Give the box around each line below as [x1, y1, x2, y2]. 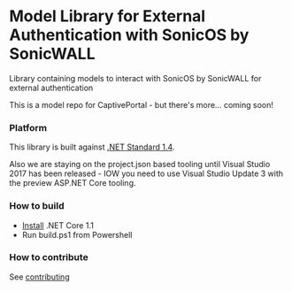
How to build [9, 200, 65, 212]
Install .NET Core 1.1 [21, 219, 95, 231]
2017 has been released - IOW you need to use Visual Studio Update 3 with [9, 168, 284, 179]
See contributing [9, 272, 70, 282]
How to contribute [9, 251, 88, 264]
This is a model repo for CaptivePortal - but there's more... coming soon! [9, 99, 274, 110]
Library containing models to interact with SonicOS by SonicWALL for [9, 73, 262, 83]
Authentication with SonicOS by [9, 25, 250, 45]
